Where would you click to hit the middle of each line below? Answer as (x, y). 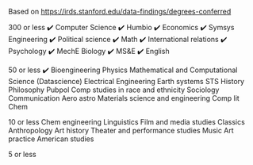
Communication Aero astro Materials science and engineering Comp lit (124, 98)
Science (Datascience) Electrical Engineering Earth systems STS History (126, 81)
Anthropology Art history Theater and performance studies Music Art (121, 130)
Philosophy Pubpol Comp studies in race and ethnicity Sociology (114, 90)
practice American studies (51, 139)
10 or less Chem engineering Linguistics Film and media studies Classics (127, 122)
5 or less (23, 154)
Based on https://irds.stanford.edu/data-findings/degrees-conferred (120, 12)
